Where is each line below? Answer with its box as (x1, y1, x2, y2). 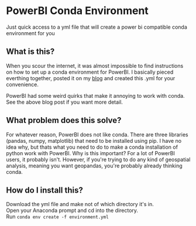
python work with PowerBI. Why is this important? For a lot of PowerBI (6, 149, 176, 156)
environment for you (6, 29, 56, 36)
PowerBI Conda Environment (6, 4, 149, 18)
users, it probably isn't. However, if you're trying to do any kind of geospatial (6, 156, 191, 163)
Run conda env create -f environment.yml (6, 213, 109, 220)
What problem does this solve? (6, 115, 122, 125)
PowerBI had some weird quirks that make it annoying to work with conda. (6, 92, 185, 99)
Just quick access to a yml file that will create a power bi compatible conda (6, 23, 187, 30)
